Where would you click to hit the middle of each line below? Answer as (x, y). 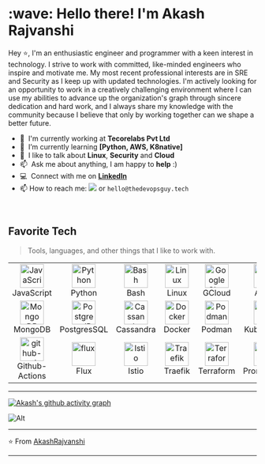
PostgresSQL (84, 329)
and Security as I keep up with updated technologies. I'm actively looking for (132, 81)
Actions (32, 375)
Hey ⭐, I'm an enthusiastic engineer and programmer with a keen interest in (131, 53)
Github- (32, 366)
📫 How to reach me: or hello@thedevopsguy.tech (104, 188)
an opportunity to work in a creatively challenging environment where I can (130, 89)
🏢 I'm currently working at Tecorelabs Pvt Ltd (95, 138)
